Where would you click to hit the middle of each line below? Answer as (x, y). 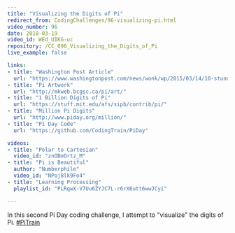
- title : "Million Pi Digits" (51, 111)
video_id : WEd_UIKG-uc (40, 40)
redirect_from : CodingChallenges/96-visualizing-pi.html (92, 20)
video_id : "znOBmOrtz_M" (50, 156)
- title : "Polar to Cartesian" (53, 150)
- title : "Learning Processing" (54, 182)
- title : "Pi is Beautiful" (48, 163)
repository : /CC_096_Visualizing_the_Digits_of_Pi (83, 46)
